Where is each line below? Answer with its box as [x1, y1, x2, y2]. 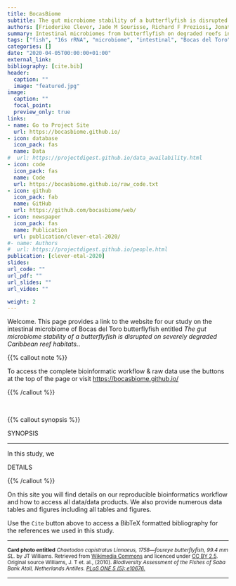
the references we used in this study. [7, 526, 114, 535]
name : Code [13, 174, 46, 181]
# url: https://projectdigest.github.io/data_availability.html [7, 154, 202, 162]
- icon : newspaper [7, 213, 61, 220]
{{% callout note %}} [7, 354, 68, 362]
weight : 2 [7, 298, 37, 305]
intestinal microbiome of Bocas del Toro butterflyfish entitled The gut [7, 325, 207, 333]
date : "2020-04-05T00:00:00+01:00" [7, 50, 112, 57]
